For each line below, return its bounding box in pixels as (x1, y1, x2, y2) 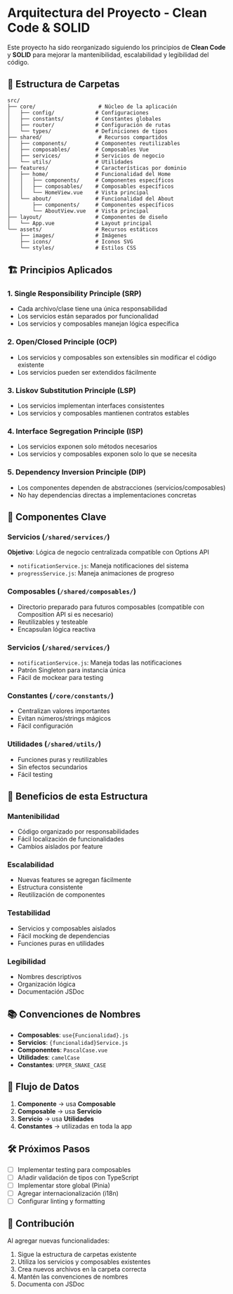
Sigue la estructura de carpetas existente (17, 1250, 137, 1258)
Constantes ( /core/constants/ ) (7, 691, 114, 700)
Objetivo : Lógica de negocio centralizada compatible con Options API (7, 548, 209, 556)
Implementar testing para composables (17, 1165, 131, 1173)
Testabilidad (7, 908, 51, 918)
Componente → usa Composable (17, 1100, 116, 1108)
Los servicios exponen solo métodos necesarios (17, 442, 158, 451)
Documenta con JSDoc (17, 1279, 85, 1288)
